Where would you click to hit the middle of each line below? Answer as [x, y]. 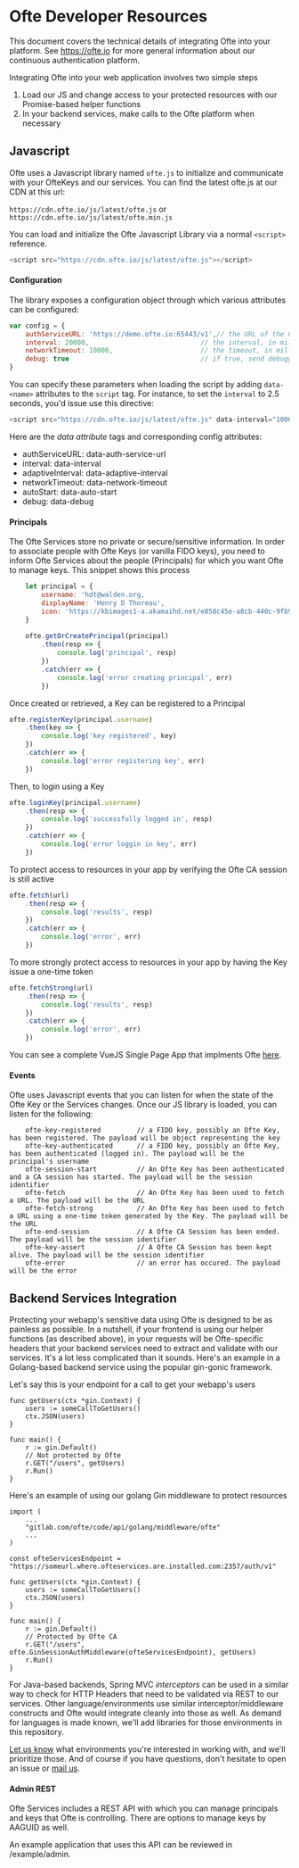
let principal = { [59, 586]
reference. [28, 244]
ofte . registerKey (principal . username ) [81, 719]
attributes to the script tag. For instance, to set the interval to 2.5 [157, 394]
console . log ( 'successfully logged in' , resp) [127, 819]
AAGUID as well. [39, 1828]
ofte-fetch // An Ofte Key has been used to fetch [155, 1193]
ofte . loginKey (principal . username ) [75, 802]
